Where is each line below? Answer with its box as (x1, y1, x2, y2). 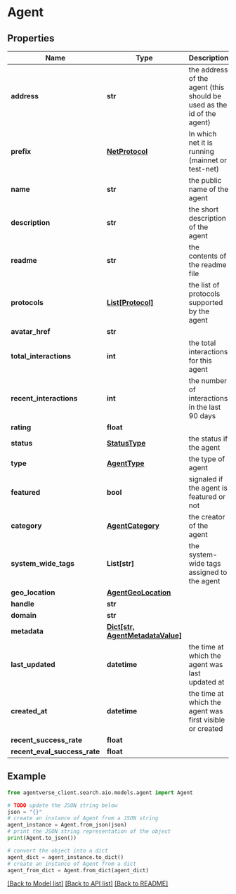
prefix (11, 147, 32, 156)
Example (7, 770, 46, 782)
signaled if (188, 474, 223, 484)
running (188, 147, 214, 156)
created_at (11, 706, 48, 715)
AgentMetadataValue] (106, 630, 183, 640)
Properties (7, 32, 55, 44)
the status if (188, 434, 228, 443)
